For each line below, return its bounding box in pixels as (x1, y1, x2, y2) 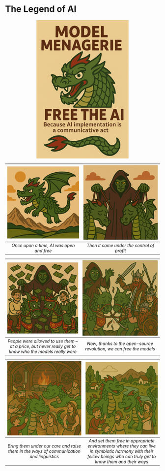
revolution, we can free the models (85, 346, 156, 352)
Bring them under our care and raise (7, 443, 81, 449)
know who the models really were (9, 348, 77, 354)
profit (115, 248, 126, 253)
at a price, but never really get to (9, 343, 76, 349)
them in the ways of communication (8, 448, 81, 454)
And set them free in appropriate (88, 438, 155, 444)
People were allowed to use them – (7, 338, 78, 344)
